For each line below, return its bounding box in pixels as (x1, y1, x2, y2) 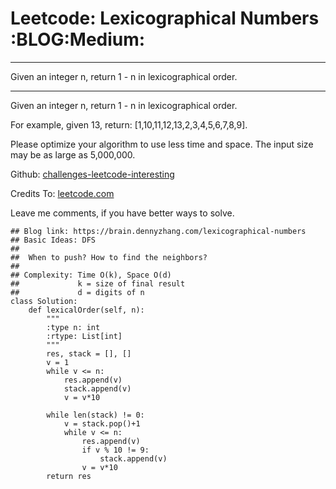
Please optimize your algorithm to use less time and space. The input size (10, 138, 314, 150)
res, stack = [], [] (46, 348, 132, 359)
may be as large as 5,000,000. (10, 148, 136, 161)
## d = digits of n (10, 287, 145, 297)
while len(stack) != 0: (46, 410, 145, 420)
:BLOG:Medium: (10, 28, 146, 51)
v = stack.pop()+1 (63, 418, 141, 429)
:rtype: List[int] (46, 331, 123, 341)
